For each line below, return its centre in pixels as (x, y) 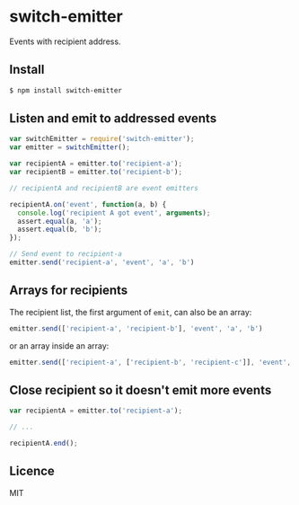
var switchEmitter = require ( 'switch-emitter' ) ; (102, 139)
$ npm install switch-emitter (66, 90)
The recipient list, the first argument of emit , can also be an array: (131, 312)
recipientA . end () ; (44, 443)
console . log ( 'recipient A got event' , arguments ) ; (114, 213)
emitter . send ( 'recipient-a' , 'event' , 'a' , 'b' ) (102, 262)
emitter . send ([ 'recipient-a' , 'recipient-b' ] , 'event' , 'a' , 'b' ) (136, 328)
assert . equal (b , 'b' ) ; (60, 230)
